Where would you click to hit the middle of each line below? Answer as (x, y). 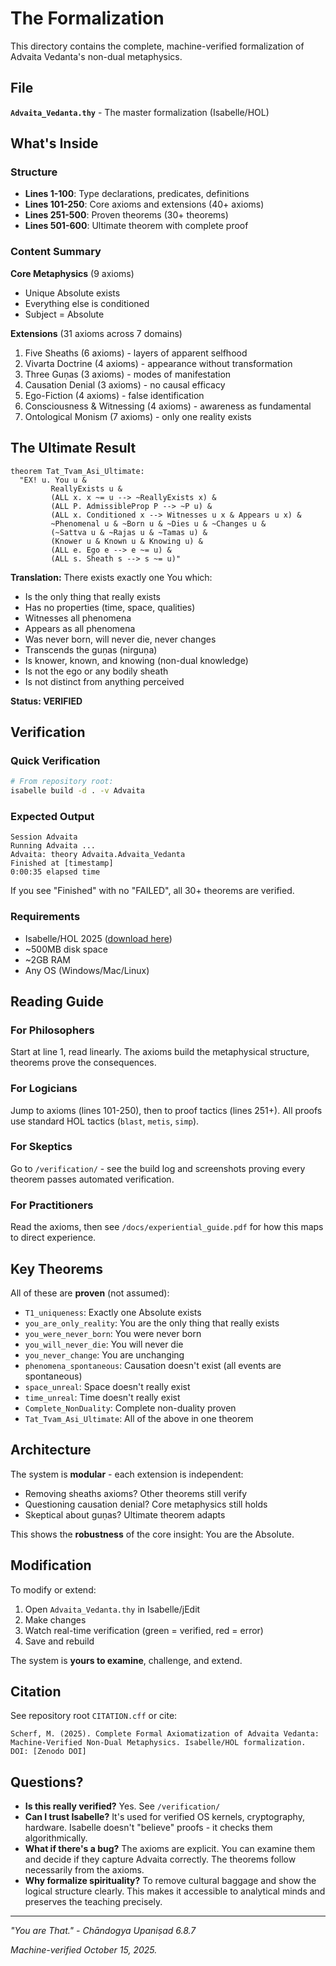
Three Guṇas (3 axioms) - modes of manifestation (128, 374)
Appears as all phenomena (80, 628)
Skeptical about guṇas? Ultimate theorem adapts (125, 1514)
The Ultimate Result (73, 448)
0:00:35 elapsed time (55, 872)
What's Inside (54, 143)
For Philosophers (52, 1030)
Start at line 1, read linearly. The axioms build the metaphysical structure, (160, 1052)
